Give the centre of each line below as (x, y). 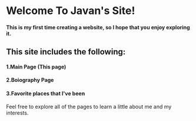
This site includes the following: (66, 52)
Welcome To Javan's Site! (71, 11)
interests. (17, 113)
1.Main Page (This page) (36, 67)
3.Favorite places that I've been (46, 93)
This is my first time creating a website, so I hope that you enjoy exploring (98, 27)
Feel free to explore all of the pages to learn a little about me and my (89, 106)
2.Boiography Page (30, 80)
